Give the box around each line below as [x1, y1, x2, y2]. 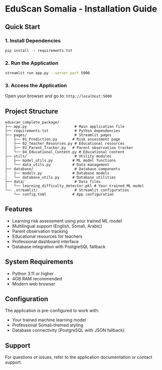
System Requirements [5, 258, 74, 266]
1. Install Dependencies [5, 37, 61, 44]
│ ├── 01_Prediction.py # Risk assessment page [5, 137, 120, 142]
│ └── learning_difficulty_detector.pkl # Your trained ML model [5, 184, 145, 188]
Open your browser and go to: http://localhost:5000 [5, 93, 112, 99]
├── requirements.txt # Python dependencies [5, 128, 120, 134]
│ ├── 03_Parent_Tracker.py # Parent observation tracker [5, 145, 133, 151]
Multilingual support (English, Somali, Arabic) [12, 223, 102, 229]
